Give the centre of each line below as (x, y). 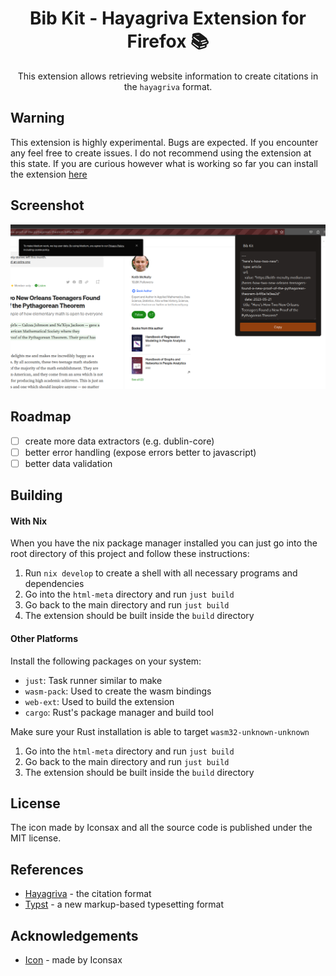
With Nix (29, 521)
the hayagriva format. (168, 86)
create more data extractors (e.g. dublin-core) (119, 441)
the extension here (49, 174)
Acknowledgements (74, 935)
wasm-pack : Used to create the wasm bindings (118, 691)
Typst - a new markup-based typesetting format (124, 904)
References (47, 869)
